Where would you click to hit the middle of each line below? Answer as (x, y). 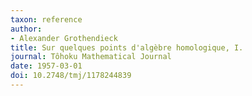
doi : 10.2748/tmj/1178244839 (71, 76)
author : (26, 29)
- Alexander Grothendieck (64, 38)
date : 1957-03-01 (46, 66)
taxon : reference (46, 19)
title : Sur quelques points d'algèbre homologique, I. (127, 47)
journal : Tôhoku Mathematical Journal (91, 57)
